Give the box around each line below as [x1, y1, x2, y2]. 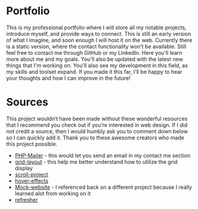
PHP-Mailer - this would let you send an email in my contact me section [14, 152, 191, 159]
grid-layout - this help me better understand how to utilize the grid [14, 158, 178, 165]
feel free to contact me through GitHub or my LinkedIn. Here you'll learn [6, 49, 183, 56]
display [14, 164, 33, 171]
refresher [14, 196, 38, 203]
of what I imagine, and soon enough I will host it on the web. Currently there [6, 36, 193, 43]
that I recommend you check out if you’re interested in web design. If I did [6, 121, 188, 129]
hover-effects [14, 177, 49, 184]
